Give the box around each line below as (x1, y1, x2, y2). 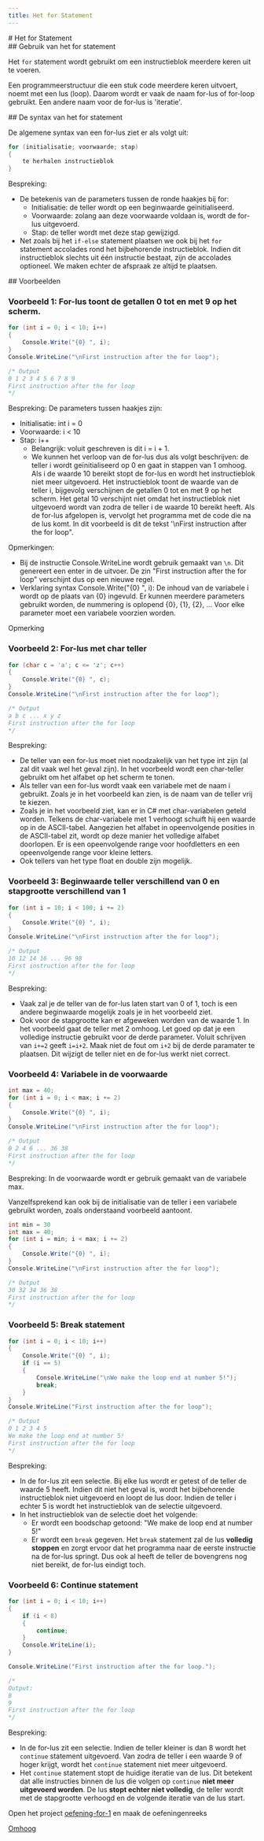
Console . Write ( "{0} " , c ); (22, 676, 111, 683)
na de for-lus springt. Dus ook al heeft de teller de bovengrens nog (31, 1551, 247, 1561)
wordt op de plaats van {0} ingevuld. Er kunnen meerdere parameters (19, 591, 245, 601)
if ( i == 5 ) (22, 1359, 61, 1367)
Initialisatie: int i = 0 (19, 419, 82, 428)
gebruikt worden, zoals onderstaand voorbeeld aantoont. (8, 1206, 192, 1215)
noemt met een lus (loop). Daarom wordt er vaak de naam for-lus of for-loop (8, 88, 255, 98)
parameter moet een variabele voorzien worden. (19, 608, 176, 618)
